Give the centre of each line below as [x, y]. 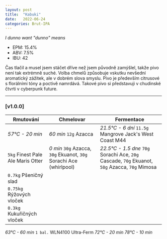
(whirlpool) [62, 167]
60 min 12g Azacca [71, 134]
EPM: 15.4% [25, 47]
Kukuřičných [22, 214]
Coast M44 [113, 140]
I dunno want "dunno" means [35, 38]
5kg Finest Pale [25, 154]
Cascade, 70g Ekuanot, [126, 161]
